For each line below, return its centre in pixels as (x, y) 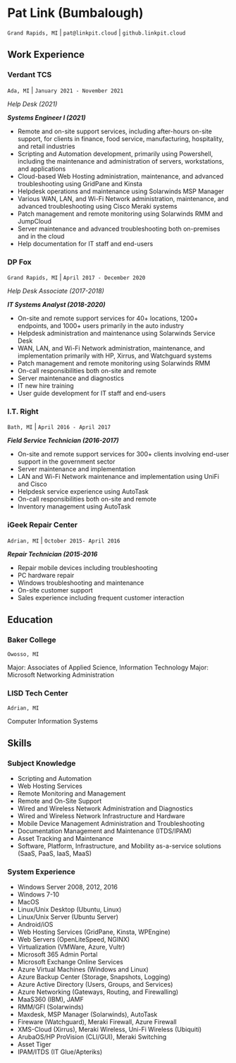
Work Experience (46, 55)
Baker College (32, 640)
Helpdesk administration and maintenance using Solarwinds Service (116, 333)
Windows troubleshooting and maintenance (81, 583)
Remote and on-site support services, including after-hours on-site (115, 131)
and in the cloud (41, 236)
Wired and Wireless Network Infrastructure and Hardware (101, 816)
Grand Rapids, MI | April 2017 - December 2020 (76, 277)
